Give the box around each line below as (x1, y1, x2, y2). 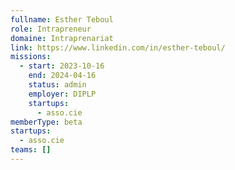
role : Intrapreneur (10, 24, 92, 34)
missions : (10, 52, 52, 62)
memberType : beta (10, 117, 83, 127)
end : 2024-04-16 (28, 71, 97, 81)
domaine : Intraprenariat (10, 33, 114, 43)
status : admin (28, 80, 87, 90)
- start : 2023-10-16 (19, 61, 105, 71)
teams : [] (10, 145, 52, 155)
